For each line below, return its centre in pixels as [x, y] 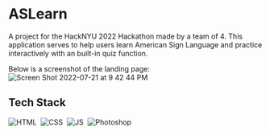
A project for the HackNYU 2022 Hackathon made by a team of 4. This [126, 36]
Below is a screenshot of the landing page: [79, 68]
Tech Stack [37, 102]
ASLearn [38, 14]
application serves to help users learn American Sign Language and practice [135, 44]
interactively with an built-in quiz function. [78, 53]
